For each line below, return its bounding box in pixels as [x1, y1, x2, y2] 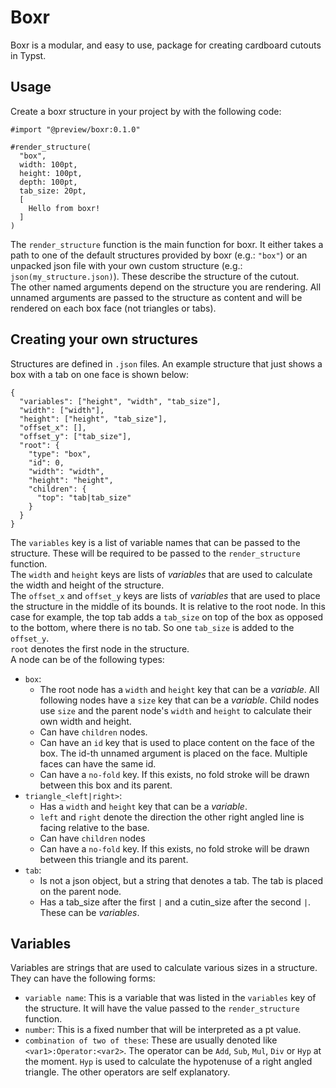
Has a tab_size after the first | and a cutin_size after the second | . [39, 896, 312, 908]
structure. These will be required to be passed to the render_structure [10, 547, 301, 559]
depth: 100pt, [19, 177, 78, 187]
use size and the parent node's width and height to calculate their [39, 704, 313, 716]
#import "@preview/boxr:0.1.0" [10, 124, 141, 135]
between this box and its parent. [39, 779, 173, 791]
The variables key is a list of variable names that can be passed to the [10, 536, 301, 548]
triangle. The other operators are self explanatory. [24, 1066, 231, 1078]
